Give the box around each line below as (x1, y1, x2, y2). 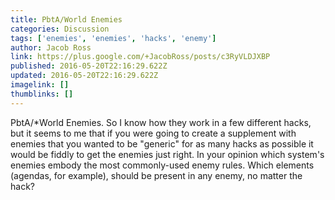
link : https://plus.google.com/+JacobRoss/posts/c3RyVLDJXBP (10, 52, 271, 62)
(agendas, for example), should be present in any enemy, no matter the (10, 169, 303, 181)
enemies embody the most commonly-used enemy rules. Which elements (10, 159, 315, 171)
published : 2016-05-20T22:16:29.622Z (10, 61, 168, 71)
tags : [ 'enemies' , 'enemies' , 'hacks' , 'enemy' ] (10, 33, 217, 43)
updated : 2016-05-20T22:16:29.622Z (10, 71, 159, 81)
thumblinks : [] (10, 89, 74, 99)
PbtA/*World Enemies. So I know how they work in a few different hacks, (10, 116, 312, 128)
